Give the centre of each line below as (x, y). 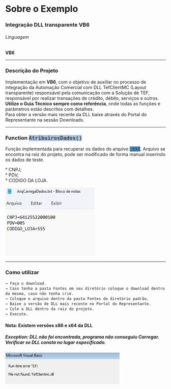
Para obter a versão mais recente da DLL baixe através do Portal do (76, 114)
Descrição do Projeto (32, 71)
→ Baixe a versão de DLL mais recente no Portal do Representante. (78, 304)
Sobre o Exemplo (42, 9)
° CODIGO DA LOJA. (27, 180)
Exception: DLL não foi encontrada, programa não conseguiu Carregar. (82, 337)
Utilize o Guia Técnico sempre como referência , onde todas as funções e (83, 103)
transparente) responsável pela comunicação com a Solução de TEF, (78, 93)
